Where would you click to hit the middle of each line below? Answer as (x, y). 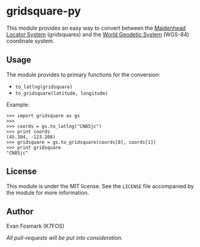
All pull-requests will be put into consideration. (65, 238)
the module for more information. (48, 192)
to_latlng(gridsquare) (44, 87)
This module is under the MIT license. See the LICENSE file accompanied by (100, 186)
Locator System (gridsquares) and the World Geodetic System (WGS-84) (98, 34)
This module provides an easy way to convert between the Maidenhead (96, 28)
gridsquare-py (43, 11)
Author (20, 211)
